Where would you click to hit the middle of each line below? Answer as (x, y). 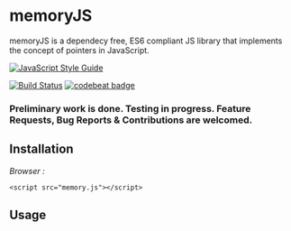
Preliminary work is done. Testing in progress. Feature (130, 108)
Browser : (27, 171)
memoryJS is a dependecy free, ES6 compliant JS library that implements (146, 41)
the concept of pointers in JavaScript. (80, 50)
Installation (41, 149)
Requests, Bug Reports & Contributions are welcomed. (131, 120)
